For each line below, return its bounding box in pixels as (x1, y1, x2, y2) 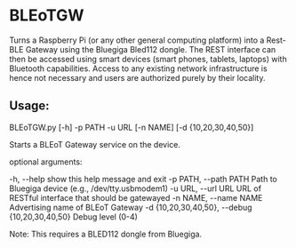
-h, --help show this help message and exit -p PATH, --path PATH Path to (9, 173, 278, 184)
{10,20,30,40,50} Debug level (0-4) (9, 211, 138, 222)
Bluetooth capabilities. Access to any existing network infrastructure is (9, 63, 268, 74)
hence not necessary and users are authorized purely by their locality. (9, 72, 266, 83)
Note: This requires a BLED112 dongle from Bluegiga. (9, 228, 203, 239)
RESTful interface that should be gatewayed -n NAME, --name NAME (9, 192, 263, 203)
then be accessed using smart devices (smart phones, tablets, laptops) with (9, 53, 287, 64)
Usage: (9, 99, 51, 114)
